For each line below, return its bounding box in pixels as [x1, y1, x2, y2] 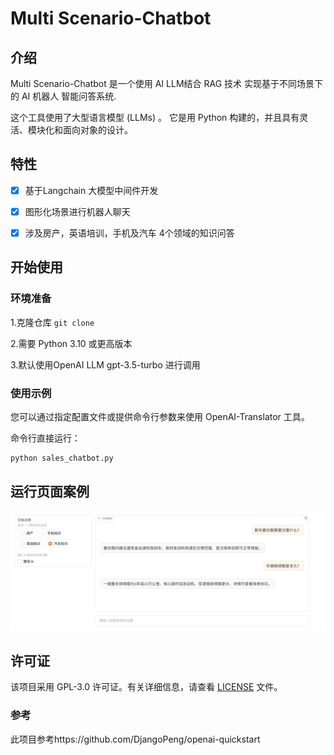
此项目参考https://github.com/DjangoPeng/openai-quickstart [10, 733, 261, 745]
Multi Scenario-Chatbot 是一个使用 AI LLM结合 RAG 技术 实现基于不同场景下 [10, 78, 323, 89]
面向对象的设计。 [62, 124, 133, 136]
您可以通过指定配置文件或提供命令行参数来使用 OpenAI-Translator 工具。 [10, 410, 310, 422]
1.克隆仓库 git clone [10, 316, 95, 328]
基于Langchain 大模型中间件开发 [24, 184, 159, 196]
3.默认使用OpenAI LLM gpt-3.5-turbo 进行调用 [10, 358, 201, 371]
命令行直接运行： [10, 432, 81, 444]
